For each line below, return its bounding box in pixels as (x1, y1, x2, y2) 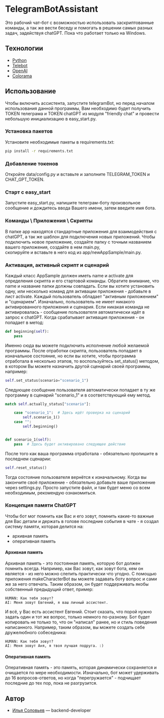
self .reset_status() (5, 465, 47, 470)
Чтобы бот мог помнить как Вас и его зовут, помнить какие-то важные (5, 513, 154, 519)
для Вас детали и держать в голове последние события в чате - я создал (5, 518, 159, 524)
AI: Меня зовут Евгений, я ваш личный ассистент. (5, 600, 109, 605)
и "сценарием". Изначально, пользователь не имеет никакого (5, 298, 135, 304)
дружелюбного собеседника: (5, 630, 67, 636)
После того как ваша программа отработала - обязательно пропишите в (5, 450, 158, 456)
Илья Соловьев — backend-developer (12, 707, 92, 714)
